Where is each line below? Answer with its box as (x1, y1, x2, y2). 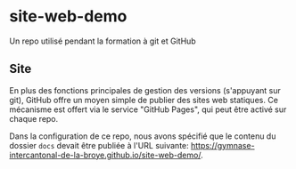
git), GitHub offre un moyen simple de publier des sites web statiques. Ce (9, 94, 279, 105)
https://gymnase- (190, 140, 256, 150)
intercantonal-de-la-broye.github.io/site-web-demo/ (9, 149, 201, 160)
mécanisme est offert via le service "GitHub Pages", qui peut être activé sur (9, 104, 287, 115)
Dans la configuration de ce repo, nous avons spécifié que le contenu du (9, 131, 276, 141)
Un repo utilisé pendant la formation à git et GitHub (9, 36, 196, 46)
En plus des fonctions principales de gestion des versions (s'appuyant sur (9, 84, 281, 95)
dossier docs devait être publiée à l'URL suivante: (9, 140, 189, 150)
